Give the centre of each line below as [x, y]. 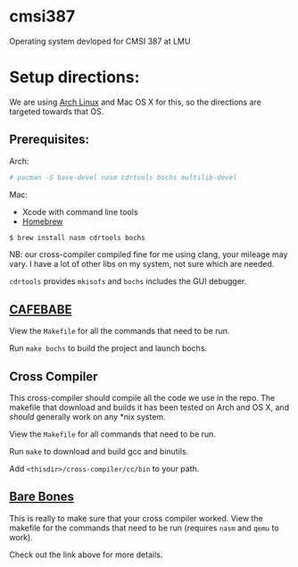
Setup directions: [74, 77]
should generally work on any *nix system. [88, 417]
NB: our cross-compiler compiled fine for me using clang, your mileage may [149, 254]
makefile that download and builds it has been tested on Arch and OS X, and [149, 407]
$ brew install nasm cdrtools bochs [77, 238]
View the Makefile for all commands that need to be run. [113, 434]
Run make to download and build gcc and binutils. [99, 452]
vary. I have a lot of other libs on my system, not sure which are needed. [142, 264]
